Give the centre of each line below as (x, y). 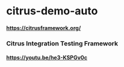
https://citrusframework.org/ (44, 28)
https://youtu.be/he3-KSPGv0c (47, 57)
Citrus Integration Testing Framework (62, 43)
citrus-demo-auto (52, 11)
